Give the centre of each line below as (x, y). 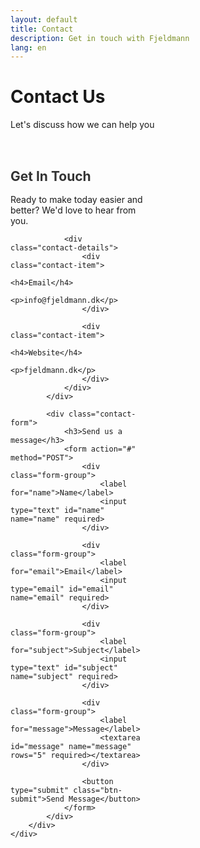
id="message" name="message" (71, 746)
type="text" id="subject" (64, 667)
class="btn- (98, 790)
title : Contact (42, 29)
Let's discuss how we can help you (82, 125)
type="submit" (40, 790)
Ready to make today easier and (76, 199)
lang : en (28, 47)
